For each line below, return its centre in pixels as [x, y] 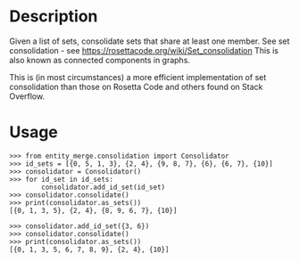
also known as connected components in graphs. [100, 60]
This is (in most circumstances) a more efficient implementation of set [138, 77]
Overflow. [27, 96]
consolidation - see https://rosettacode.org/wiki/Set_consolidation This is [144, 50]
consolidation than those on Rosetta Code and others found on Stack [136, 86]
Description [54, 16]
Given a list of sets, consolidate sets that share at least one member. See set [149, 41]
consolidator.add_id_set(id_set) [104, 187]
